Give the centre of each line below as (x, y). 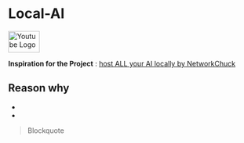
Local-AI (36, 14)
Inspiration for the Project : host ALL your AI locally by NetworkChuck (122, 63)
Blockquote (46, 130)
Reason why (39, 88)
